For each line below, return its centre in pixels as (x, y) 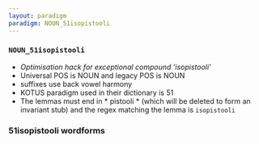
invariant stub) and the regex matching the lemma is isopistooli (128, 109)
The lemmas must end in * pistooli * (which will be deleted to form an (135, 101)
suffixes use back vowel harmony (76, 84)
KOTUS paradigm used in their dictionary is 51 (97, 93)
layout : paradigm (38, 16)
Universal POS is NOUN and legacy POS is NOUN (102, 75)
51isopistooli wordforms (57, 130)
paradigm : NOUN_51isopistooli (59, 23)
